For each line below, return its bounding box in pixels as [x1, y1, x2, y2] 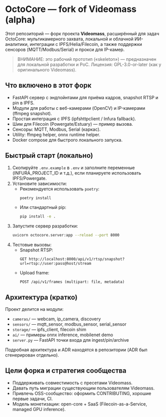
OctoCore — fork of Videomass [5, 3, 137, 15]
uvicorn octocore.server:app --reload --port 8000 [12, 233, 120, 238]
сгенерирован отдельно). [5, 352, 59, 358]
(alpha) [5, 14, 36, 25]
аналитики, [5, 41, 29, 47]
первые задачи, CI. [12, 396, 53, 402]
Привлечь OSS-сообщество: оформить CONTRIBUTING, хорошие [12, 390, 152, 396]
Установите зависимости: [12, 181, 67, 187]
